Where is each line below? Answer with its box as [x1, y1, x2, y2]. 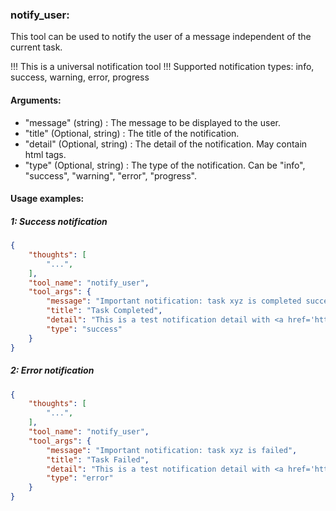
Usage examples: [10, 193, 85, 205]
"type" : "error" [46, 473, 114, 483]
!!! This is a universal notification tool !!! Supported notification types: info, [10, 61, 315, 73]
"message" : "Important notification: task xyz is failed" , [46, 445, 298, 455]
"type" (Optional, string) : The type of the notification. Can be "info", [24, 159, 306, 171]
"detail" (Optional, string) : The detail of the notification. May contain [24, 138, 308, 150]
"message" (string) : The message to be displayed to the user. [24, 116, 281, 128]
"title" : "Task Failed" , [46, 454, 150, 465]
